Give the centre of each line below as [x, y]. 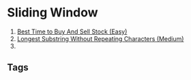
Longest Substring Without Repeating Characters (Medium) [100, 38]
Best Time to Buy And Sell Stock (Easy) [72, 31]
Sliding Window [53, 13]
